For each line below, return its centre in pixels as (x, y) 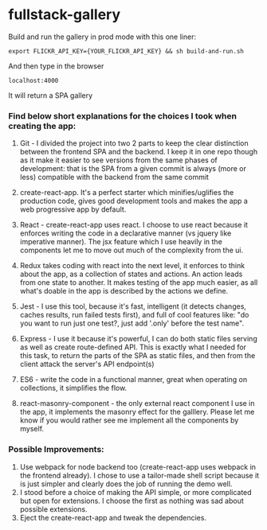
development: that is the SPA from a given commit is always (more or (133, 169)
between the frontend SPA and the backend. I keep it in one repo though (138, 152)
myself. (32, 429)
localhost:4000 (33, 80)
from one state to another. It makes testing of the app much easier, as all (139, 283)
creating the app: (42, 126)
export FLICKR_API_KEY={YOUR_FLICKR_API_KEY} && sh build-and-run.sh (126, 51)
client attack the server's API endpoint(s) (87, 364)
